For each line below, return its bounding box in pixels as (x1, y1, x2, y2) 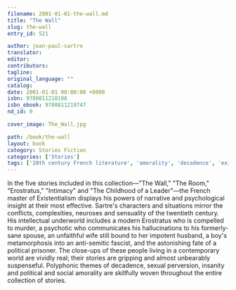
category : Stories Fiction (7, 146, 86, 153)
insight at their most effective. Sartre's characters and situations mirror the (7, 201, 223, 210)
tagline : (7, 68, 33, 76)
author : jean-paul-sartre (7, 43, 83, 50)
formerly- (201, 224, 229, 232)
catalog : (7, 82, 33, 89)
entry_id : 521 (7, 30, 49, 37)
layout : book (7, 140, 46, 147)
